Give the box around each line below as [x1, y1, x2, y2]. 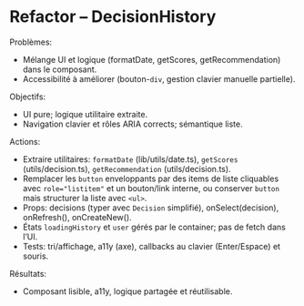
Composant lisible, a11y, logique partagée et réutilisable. [22, 285, 233, 297]
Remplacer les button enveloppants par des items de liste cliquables [22, 173, 279, 184]
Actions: [9, 136, 41, 147]
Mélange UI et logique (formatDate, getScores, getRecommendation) [22, 54, 281, 65]
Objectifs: [9, 91, 46, 102]
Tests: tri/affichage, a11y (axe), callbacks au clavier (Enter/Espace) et [22, 240, 280, 251]
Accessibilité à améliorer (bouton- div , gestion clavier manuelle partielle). [22, 73, 296, 84]
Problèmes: [9, 36, 53, 47]
